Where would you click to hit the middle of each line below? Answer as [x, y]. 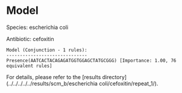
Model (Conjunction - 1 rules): [47, 50]
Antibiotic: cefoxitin [30, 39]
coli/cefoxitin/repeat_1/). [129, 83]
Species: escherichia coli [37, 27]
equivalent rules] [29, 66]
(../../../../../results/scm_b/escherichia [52, 83]
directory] [115, 77]
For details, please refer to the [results [54, 77]
